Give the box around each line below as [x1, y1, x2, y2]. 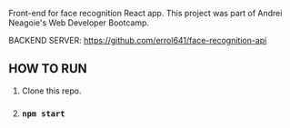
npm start [21, 108, 65, 119]
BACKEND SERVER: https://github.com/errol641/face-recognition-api [8, 35, 267, 45]
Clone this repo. [21, 85, 82, 96]
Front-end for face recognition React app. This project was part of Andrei [8, 8, 283, 18]
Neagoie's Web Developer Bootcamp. [8, 17, 150, 28]
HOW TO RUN [8, 61, 87, 76]
